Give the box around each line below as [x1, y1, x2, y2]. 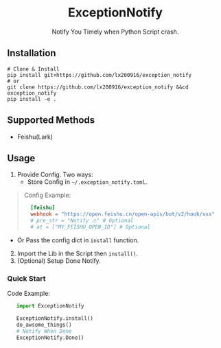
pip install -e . [7, 95, 57, 102]
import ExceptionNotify [16, 303, 84, 310]
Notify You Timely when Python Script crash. [51, 27, 179, 36]
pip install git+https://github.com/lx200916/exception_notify [7, 71, 192, 78]
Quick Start [7, 273, 46, 283]
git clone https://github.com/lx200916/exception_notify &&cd [7, 84, 189, 91]
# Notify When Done [16, 327, 72, 334]
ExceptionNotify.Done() [16, 334, 84, 341]
